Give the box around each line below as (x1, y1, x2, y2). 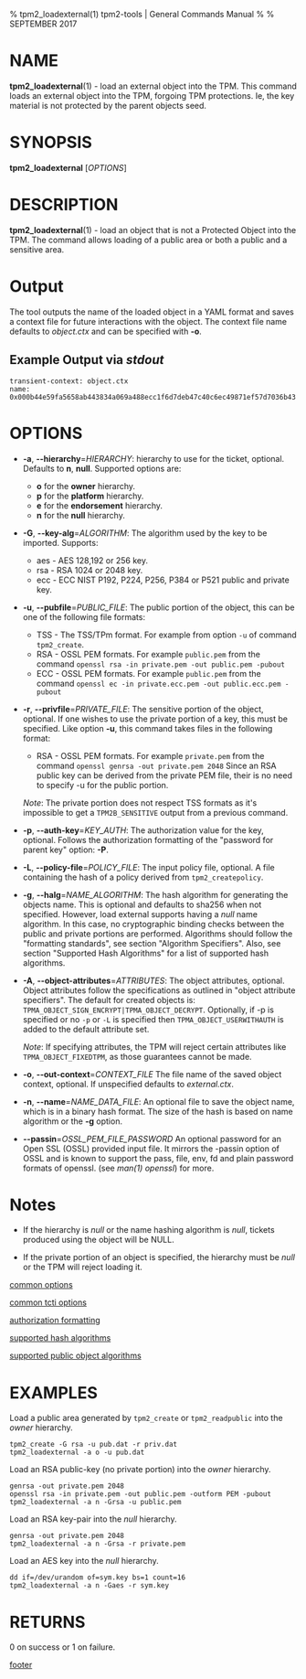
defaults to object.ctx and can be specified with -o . (9, 326, 203, 337)
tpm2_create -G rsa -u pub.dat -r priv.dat (9, 1440, 178, 1449)
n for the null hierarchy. (36, 509, 125, 520)
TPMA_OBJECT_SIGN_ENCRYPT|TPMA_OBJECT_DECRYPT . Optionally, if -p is (22, 1004, 274, 1015)
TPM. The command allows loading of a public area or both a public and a (9, 234, 288, 245)
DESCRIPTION (9, 195, 119, 215)
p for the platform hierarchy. (36, 490, 144, 501)
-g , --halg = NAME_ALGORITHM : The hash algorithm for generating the (22, 889, 289, 900)
